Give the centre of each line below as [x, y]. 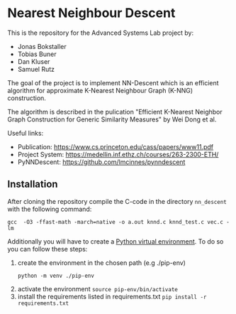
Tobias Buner [37, 54]
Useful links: [26, 133]
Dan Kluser [34, 61]
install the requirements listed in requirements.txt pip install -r [112, 296]
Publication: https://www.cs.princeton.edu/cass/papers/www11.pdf [116, 146]
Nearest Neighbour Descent [91, 13]
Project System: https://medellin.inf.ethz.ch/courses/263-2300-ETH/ [118, 154]
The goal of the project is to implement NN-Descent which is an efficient [113, 82]
